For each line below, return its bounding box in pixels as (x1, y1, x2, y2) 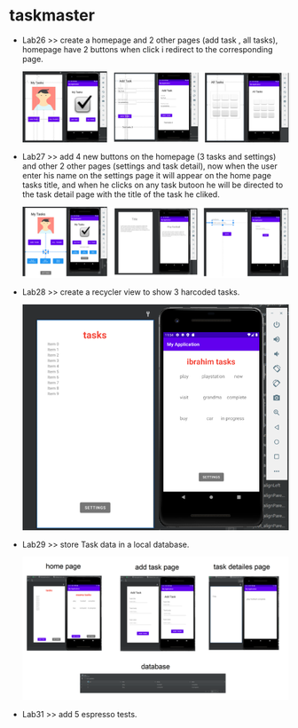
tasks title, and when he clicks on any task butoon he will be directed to (21, 179, 284, 190)
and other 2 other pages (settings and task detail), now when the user (21, 161, 278, 171)
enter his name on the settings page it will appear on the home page (21, 170, 272, 180)
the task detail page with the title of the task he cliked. (21, 188, 220, 200)
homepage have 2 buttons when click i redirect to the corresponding (21, 44, 273, 54)
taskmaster (9, 5, 96, 26)
